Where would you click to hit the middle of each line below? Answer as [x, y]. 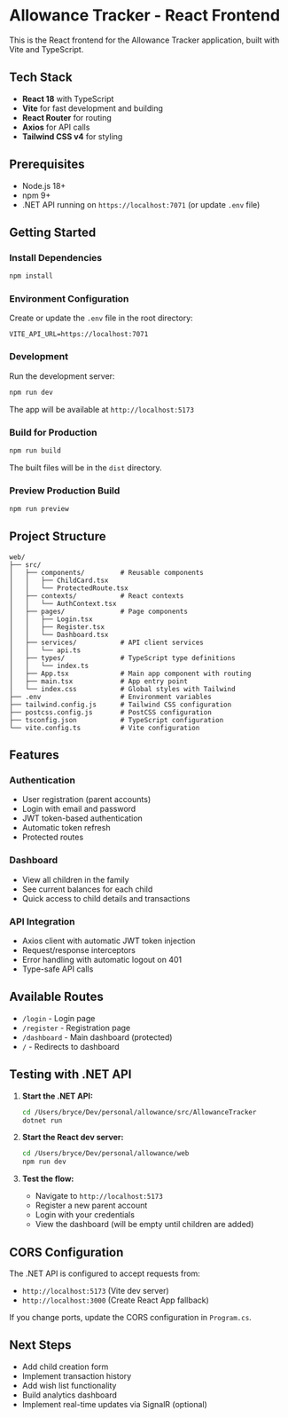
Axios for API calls [56, 127]
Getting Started [53, 232]
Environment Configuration [69, 299]
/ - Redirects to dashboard [70, 1046]
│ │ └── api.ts [45, 650]
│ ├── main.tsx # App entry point [99, 681]
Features [34, 755]
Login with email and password [79, 809]
